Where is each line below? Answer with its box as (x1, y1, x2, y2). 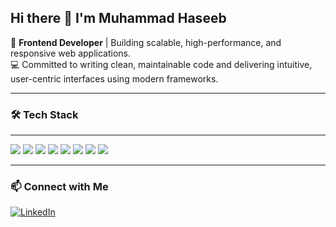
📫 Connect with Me (10, 180, 109, 194)
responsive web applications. (10, 47, 132, 59)
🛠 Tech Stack (10, 107, 79, 121)
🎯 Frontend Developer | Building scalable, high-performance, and (10, 36, 282, 48)
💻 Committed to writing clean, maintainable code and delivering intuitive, (10, 58, 313, 70)
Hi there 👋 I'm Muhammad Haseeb (10, 10, 227, 27)
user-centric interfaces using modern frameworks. (10, 72, 219, 85)
